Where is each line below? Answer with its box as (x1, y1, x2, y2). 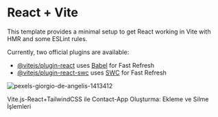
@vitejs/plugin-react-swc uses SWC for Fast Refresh (16, 68, 167, 77)
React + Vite (7, 5, 79, 21)
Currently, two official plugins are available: (7, 48, 130, 56)
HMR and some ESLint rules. (7, 34, 88, 42)
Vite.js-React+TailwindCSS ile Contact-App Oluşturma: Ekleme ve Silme (7, 94, 209, 103)
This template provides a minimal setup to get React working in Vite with (7, 27, 211, 36)
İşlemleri (7, 102, 32, 110)
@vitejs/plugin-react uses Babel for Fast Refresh (16, 61, 155, 69)
